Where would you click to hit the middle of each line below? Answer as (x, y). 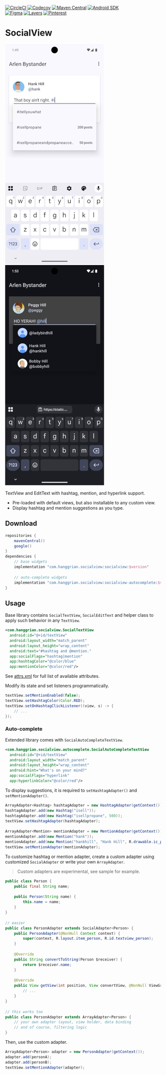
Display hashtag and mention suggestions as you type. (68, 508)
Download (21, 523)
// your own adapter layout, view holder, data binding (73, 1022)
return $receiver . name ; (47, 965)
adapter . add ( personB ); (28, 1062)
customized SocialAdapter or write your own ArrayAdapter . (65, 861)
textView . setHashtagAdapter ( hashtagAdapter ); (53, 821)
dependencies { (21, 557)
